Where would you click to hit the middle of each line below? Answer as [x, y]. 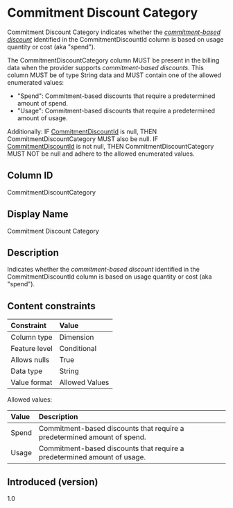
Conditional [78, 349]
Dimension [77, 337]
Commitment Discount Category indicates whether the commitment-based [114, 32]
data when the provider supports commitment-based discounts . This [106, 67]
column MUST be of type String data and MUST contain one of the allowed [114, 75]
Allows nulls [30, 360]
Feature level [32, 349]
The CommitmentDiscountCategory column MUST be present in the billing [113, 60]
